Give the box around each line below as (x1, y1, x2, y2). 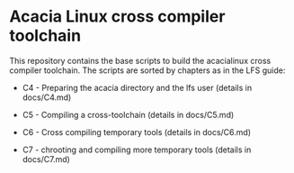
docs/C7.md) (22, 153, 70, 164)
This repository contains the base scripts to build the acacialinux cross (9, 55, 272, 66)
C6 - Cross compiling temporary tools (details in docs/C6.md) (22, 126, 252, 137)
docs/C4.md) (22, 92, 72, 103)
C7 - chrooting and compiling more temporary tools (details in (22, 144, 252, 155)
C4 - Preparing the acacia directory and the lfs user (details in (22, 82, 253, 93)
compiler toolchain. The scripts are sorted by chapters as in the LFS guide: (9, 65, 286, 76)
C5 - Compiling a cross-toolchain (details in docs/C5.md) (22, 109, 235, 120)
